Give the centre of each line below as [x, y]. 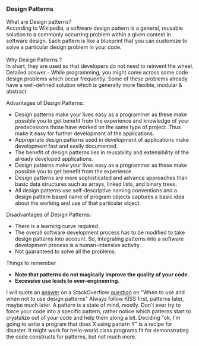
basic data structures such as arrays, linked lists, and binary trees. [96, 184]
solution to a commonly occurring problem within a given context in [89, 35]
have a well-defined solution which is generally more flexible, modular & [94, 85]
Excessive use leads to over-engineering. [67, 281]
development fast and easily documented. [66, 146]
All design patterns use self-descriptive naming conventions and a [96, 191]
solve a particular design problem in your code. [64, 47]
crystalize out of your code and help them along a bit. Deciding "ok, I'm [93, 318]
